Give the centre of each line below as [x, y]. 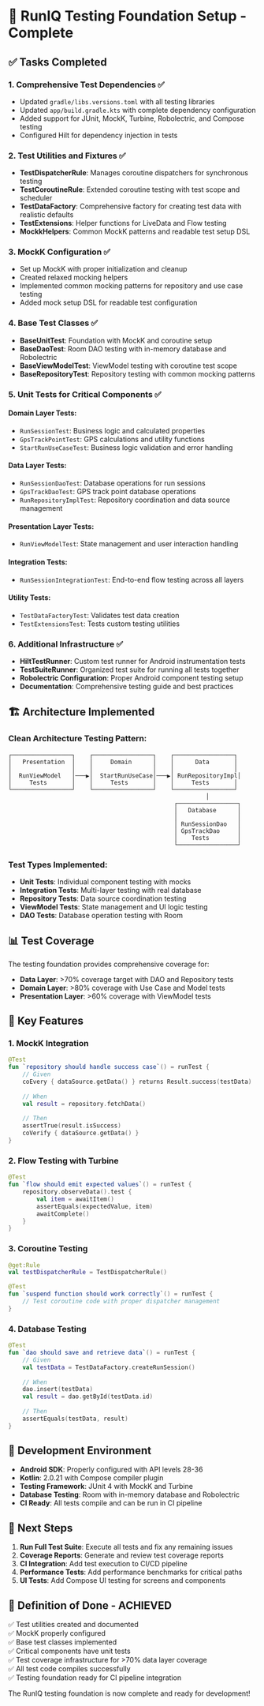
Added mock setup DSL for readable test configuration [108, 302]
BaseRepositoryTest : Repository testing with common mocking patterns [137, 373]
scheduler [36, 198]
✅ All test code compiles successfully [70, 1669]
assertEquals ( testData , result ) [75, 1419]
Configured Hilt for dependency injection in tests [99, 135]
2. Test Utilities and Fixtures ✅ [67, 156]
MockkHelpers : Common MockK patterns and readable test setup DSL [135, 231]
